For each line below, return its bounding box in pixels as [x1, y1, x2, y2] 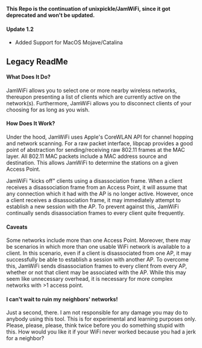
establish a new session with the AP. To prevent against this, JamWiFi [6, 203, 179, 210]
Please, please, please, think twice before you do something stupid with [6, 322, 185, 329]
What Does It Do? [6, 73, 51, 80]
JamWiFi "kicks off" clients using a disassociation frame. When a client [6, 177, 183, 184]
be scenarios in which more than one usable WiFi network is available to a [6, 243, 190, 251]
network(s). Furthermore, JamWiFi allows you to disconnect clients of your [6, 99, 192, 107]
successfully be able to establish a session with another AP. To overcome [6, 256, 189, 263]
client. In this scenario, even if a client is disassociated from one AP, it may [6, 249, 192, 257]
